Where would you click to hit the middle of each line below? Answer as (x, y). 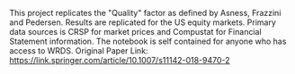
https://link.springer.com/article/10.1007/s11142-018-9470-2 (120, 60)
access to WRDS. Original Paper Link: (79, 51)
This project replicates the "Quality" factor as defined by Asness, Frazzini (145, 13)
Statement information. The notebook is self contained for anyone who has (148, 41)
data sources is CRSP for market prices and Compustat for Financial (136, 32)
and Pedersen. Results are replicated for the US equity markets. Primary (143, 22)
